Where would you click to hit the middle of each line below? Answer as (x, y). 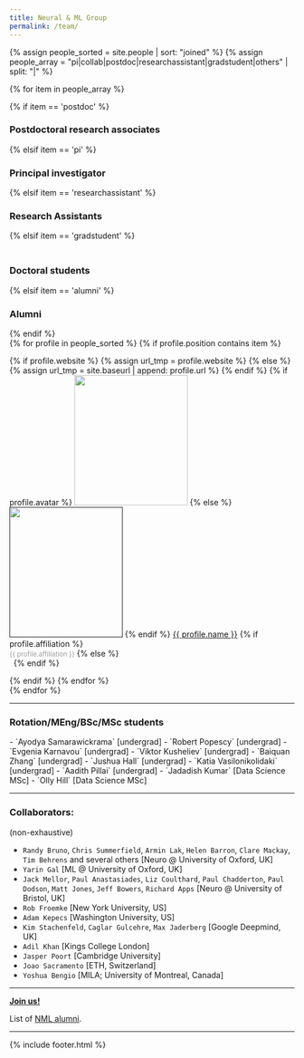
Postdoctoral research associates (85, 130)
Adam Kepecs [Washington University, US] (98, 917)
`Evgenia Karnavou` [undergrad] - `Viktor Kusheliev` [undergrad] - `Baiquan (150, 752)
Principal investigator (57, 173)
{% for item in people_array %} (67, 89)
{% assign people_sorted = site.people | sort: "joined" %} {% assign (137, 52)
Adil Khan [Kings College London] (86, 946)
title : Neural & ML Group (58, 18)
